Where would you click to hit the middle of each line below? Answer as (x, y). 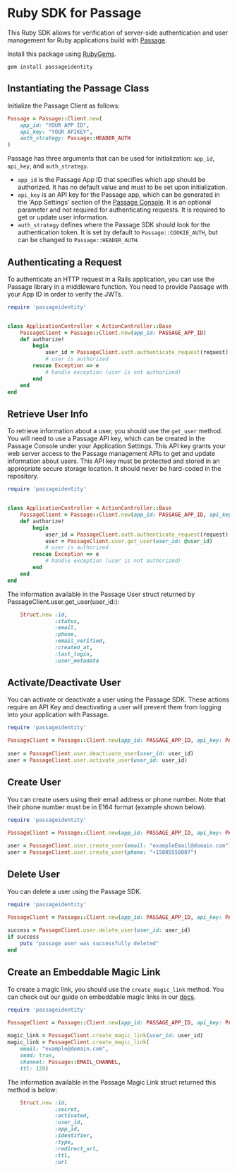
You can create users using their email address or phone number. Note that (116, 799)
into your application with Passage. (58, 715)
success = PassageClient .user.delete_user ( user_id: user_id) (99, 930)
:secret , (67, 1109)
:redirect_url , (77, 1148)
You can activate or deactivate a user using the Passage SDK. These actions (118, 699)
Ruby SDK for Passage (74, 13)
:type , (64, 1142)
